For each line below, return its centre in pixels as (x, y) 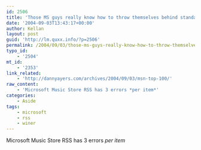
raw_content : (22, 85)
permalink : (20, 46)
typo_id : (17, 51)
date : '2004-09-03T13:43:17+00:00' (51, 23)
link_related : (24, 73)
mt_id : (14, 62)
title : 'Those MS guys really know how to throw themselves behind (92, 17)
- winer (26, 124)
